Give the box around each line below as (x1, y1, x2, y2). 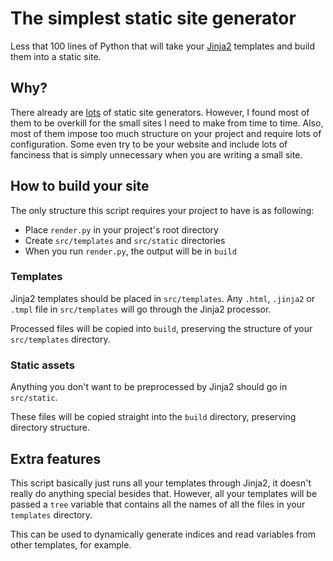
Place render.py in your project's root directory (24, 223, 219, 236)
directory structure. (10, 422, 90, 434)
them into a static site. (10, 50, 102, 62)
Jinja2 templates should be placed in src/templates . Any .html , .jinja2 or (10, 292, 316, 304)
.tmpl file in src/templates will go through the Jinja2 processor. (10, 303, 272, 315)
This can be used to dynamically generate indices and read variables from (10, 528, 316, 540)
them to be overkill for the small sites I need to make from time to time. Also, (10, 117, 324, 129)
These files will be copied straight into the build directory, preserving (10, 411, 297, 423)
